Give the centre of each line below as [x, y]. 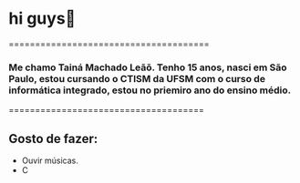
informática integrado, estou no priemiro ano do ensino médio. [150, 90]
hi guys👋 [42, 19]
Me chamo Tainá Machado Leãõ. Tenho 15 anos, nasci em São [148, 67]
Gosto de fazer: [53, 139]
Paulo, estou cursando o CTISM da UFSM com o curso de [137, 78]
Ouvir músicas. [50, 161]
